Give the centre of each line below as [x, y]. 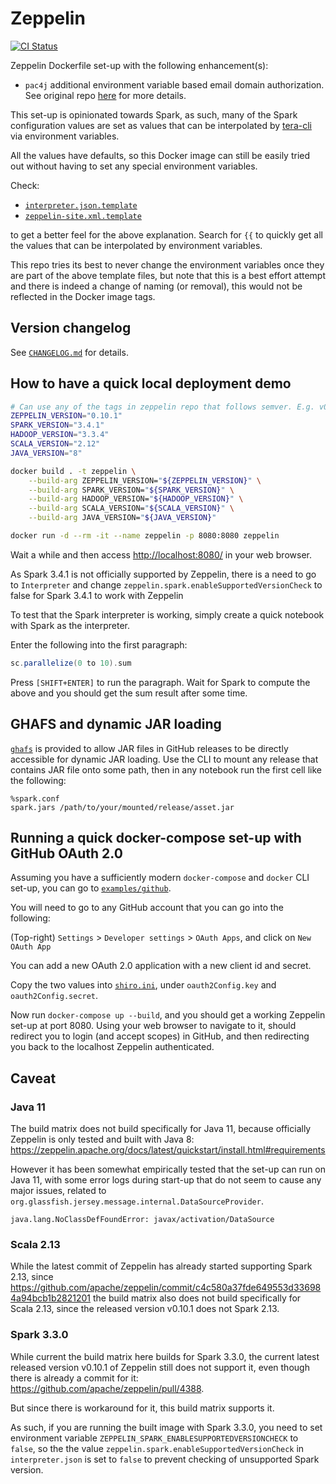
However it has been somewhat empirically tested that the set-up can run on [168, 1169]
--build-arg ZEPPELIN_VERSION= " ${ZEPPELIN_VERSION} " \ [145, 480]
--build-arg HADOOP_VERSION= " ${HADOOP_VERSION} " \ [136, 499]
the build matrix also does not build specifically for [197, 1298]
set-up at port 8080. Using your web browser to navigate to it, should [153, 1026]
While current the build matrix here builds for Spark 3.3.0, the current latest [165, 1356]
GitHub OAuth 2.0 [66, 853]
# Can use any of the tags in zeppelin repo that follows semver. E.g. [162, 407]
